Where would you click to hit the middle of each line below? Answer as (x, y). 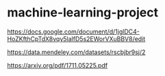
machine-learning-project (83, 13)
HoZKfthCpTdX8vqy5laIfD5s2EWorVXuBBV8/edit (76, 38)
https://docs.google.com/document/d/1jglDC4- (74, 31)
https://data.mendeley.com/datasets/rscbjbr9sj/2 (76, 52)
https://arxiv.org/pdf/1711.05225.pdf (58, 65)
